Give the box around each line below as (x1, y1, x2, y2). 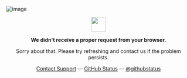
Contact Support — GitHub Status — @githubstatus (36, 65, 161, 72)
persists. (87, 54, 110, 61)
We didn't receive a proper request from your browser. (30, 37, 166, 43)
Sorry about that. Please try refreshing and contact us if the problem (15, 48, 182, 55)
